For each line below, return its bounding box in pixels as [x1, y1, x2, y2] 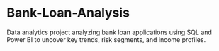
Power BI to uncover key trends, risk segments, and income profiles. [6, 35, 206, 43]
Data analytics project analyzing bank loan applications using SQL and [6, 28, 212, 36]
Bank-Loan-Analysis [6, 5, 130, 21]
